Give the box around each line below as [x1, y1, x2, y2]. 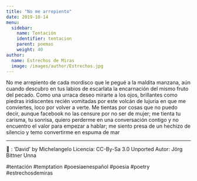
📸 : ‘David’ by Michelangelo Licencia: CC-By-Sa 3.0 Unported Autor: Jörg [6, 146, 183, 153]
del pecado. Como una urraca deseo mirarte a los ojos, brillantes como [6, 91, 178, 98]
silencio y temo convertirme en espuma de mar [6, 129, 120, 136]
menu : [6, 19, 19, 25]
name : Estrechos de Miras [11, 57, 75, 63]
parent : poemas [16, 42, 54, 47]
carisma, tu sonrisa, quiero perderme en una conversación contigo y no [6, 117, 179, 124]
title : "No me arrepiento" [6, 8, 72, 15]
